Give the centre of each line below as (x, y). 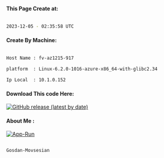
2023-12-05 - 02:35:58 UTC (40, 27)
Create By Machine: (32, 40)
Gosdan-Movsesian (28, 151)
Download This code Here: (40, 93)
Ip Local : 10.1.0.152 (36, 80)
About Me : (20, 121)
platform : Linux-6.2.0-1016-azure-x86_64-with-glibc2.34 (82, 69)
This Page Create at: (32, 8)
